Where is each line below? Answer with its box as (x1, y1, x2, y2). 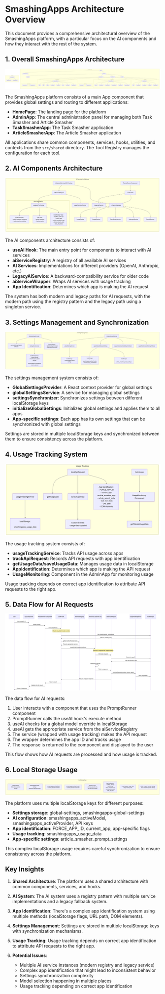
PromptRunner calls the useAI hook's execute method (12, 715, 122, 721)
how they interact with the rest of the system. (5, 41, 98, 46)
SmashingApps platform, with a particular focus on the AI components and (5, 36, 157, 42)
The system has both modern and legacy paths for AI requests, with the (5, 293, 151, 300)
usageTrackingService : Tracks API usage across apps (12, 550, 124, 556)
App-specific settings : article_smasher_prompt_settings (12, 836, 128, 842)
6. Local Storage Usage (5, 765, 78, 774)
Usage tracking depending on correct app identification (19, 983, 132, 989)
